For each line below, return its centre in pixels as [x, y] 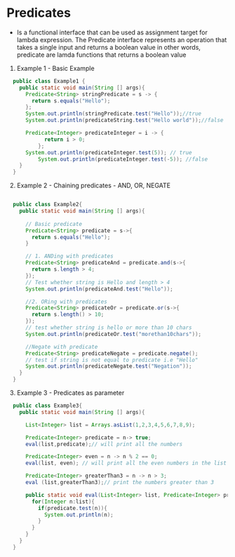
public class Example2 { [47, 205]
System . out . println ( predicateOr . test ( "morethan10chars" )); [113, 334]
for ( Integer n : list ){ [63, 502]
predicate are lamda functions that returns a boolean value [101, 55]
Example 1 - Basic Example [56, 68]
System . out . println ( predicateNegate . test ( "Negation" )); [108, 366]
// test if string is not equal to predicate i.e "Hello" [112, 360]
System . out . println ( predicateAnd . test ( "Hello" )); [99, 289]
